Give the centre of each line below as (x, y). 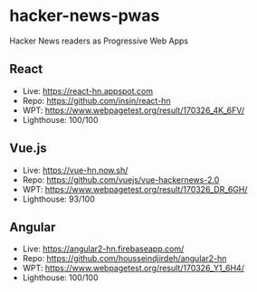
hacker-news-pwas (85, 16)
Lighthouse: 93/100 (58, 199)
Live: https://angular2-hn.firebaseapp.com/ (103, 249)
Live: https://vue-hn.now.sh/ (75, 170)
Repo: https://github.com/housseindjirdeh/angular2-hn (124, 259)
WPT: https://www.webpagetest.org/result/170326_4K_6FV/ (133, 110)
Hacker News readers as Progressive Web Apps (99, 41)
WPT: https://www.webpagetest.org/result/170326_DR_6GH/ (135, 189)
